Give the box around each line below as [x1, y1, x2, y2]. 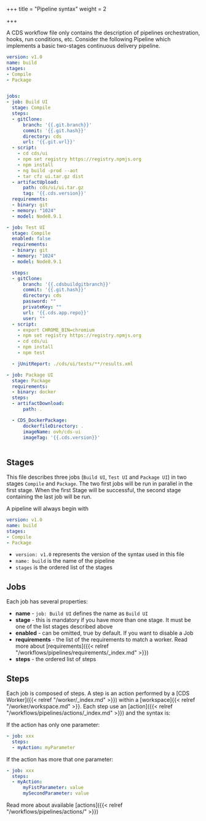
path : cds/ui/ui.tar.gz [22, 184, 84, 191]
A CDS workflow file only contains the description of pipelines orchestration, [6, 29, 200, 36]
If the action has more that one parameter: [6, 755, 114, 763]
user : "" [22, 315, 46, 321]
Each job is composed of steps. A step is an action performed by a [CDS [6, 689, 190, 697]
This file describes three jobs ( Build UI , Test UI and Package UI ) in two [6, 473, 187, 481]
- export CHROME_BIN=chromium [17, 327, 95, 333]
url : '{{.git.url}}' [22, 139, 76, 145]
